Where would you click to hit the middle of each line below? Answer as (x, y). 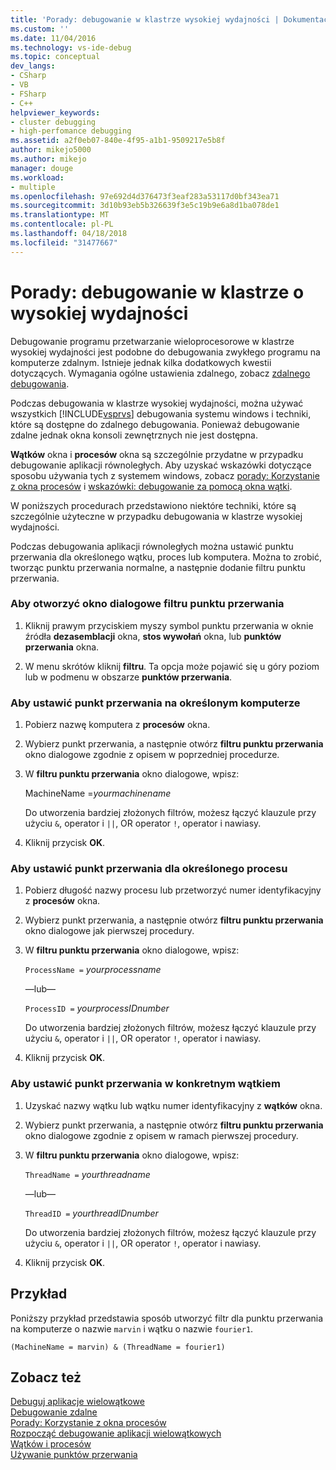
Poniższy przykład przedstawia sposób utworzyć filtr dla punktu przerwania (167, 1318)
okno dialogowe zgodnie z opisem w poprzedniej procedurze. (152, 755)
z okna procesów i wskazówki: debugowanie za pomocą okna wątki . (151, 486)
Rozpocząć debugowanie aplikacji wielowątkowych (116, 1433)
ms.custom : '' (40, 29)
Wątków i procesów (51, 1444)
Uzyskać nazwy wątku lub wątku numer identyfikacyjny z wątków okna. (173, 1105)
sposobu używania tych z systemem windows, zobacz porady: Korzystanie (165, 475)
